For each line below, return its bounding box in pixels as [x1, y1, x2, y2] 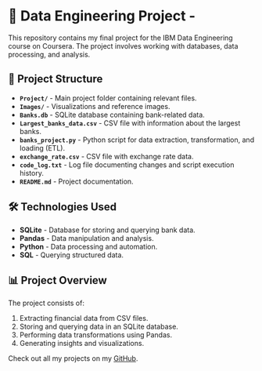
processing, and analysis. [8, 49, 91, 59]
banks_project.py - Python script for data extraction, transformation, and [19, 135, 255, 144]
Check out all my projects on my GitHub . [8, 354, 138, 363]
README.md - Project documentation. [19, 176, 135, 186]
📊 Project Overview [8, 274, 107, 287]
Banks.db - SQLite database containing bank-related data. [19, 110, 205, 119]
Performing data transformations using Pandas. [19, 330, 173, 340]
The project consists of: [8, 298, 84, 308]
